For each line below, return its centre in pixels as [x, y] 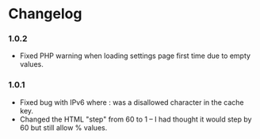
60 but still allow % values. [63, 127]
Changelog [45, 14]
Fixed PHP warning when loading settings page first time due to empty [135, 56]
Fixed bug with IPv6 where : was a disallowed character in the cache [132, 102]
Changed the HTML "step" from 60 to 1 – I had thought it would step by [136, 119]
